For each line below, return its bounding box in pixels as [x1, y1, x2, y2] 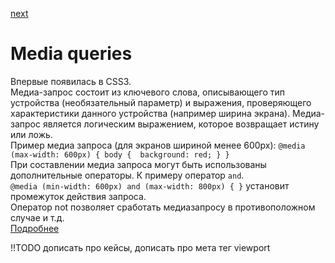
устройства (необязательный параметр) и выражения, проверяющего [10, 96, 312, 108]
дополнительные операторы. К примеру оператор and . [10, 169, 245, 181]
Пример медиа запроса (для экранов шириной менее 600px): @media [10, 139, 306, 151]
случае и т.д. [10, 211, 65, 223]
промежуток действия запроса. [10, 190, 147, 202]
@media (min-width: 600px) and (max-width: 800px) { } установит [10, 179, 290, 192]
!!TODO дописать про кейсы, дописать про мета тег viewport [10, 241, 271, 253]
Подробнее [10, 222, 60, 234]
